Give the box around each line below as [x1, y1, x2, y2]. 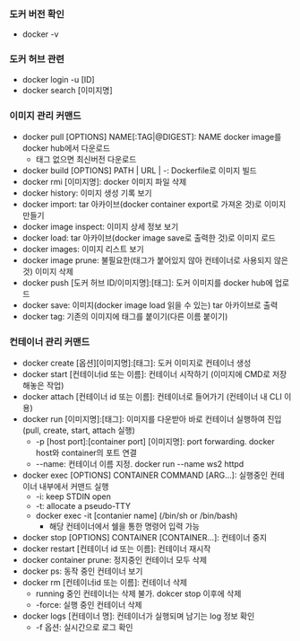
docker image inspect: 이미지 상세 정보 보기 [21, 221, 179, 232]
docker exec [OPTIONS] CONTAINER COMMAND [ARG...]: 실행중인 [21, 470, 269, 481]
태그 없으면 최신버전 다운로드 [35, 154, 137, 164]
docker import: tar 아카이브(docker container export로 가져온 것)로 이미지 [21, 198, 287, 209]
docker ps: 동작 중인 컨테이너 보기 [21, 566, 143, 576]
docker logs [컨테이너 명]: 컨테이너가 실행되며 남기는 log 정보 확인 [21, 610, 255, 621]
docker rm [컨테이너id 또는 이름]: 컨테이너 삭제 [21, 577, 188, 588]
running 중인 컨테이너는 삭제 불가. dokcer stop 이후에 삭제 [35, 588, 242, 599]
